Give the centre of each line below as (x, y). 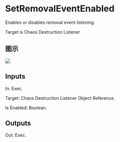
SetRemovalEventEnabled (60, 9)
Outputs (18, 123)
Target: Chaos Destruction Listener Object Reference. (60, 98)
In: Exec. (14, 88)
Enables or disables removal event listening (50, 22)
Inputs (15, 77)
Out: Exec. (16, 135)
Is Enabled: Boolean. (26, 108)
